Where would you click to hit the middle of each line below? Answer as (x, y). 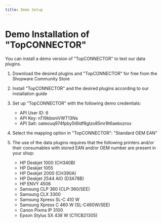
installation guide (30, 93)
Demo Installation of (47, 34)
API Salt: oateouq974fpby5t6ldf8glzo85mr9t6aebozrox (76, 123)
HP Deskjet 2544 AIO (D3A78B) (52, 178)
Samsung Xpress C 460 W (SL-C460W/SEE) (65, 205)
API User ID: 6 (34, 112)
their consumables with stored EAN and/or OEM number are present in (84, 148)
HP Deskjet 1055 (36, 168)
